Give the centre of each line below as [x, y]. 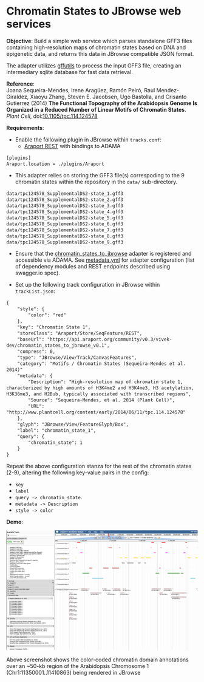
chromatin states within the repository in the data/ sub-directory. [96, 182]
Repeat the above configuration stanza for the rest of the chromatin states [99, 466]
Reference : [21, 84]
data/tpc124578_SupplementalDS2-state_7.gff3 [65, 230]
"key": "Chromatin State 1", [54, 327]
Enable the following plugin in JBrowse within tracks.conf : [88, 139]
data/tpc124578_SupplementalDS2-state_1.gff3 [65, 193]
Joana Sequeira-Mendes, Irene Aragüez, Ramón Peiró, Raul [81, 90]
